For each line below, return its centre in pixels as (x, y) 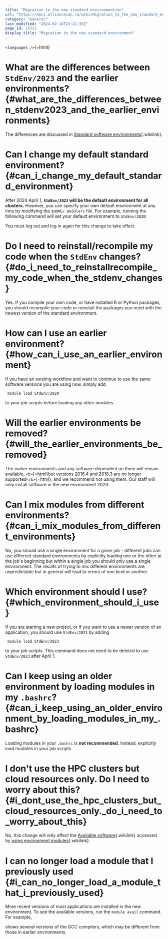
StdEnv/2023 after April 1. (30, 656)
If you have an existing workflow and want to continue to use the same (78, 379)
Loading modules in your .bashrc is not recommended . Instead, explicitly (81, 743)
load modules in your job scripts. (39, 748)
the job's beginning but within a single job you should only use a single (78, 561)
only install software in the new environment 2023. (57, 484)
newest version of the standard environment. (51, 313)
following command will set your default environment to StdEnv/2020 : (76, 216)
